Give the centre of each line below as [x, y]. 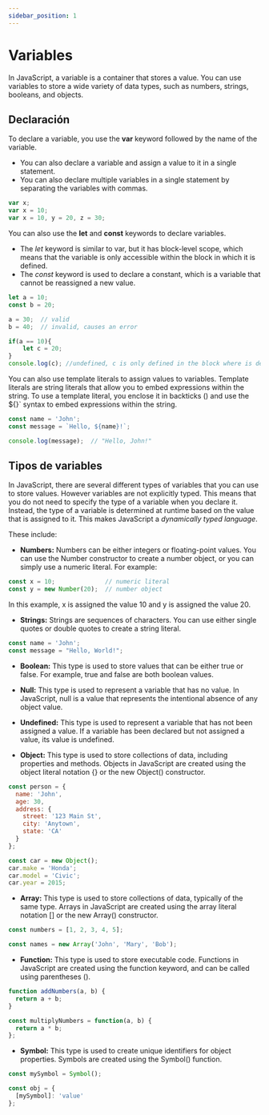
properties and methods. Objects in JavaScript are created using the [133, 763]
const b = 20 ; [32, 305]
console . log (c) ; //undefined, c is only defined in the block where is [130, 364]
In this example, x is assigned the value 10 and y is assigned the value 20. [130, 604]
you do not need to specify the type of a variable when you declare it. [123, 502]
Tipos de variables [55, 466]
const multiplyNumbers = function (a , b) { [80, 1021]
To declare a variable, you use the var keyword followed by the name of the [133, 139]
